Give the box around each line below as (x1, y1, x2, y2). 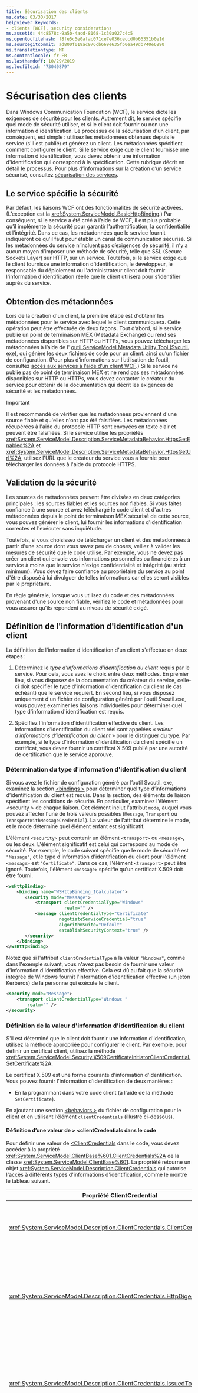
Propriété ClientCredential (82, 1192, 157, 1200)
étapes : (6, 652, 26, 659)
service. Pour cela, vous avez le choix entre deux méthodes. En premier (14, 670, 189, 677)
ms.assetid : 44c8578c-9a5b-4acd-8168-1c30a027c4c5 (6, 31, 133, 37)
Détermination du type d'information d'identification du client (6, 766, 187, 774)
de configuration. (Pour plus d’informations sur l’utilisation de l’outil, (6, 356, 170, 363)
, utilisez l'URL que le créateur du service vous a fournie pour (21, 454, 170, 461)
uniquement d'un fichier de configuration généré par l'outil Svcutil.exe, (14, 695, 187, 702)
